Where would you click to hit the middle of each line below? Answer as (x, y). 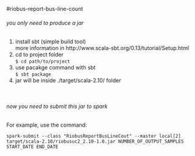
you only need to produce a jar (45, 23)
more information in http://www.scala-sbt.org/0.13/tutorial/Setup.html (102, 48)
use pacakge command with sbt (55, 68)
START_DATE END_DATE (33, 147)
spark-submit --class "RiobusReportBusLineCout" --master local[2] (94, 136)
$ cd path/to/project (42, 62)
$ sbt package (33, 75)
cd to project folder (39, 55)
